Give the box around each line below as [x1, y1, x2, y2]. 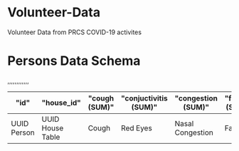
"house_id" [41, 98, 82, 108]
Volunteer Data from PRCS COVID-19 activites [7, 28, 142, 36]
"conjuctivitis [120, 93, 169, 103]
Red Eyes [120, 123, 153, 132]
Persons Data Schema [7, 53, 141, 69]
